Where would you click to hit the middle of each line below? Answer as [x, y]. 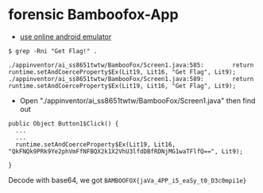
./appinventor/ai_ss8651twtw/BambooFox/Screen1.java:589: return [131, 79]
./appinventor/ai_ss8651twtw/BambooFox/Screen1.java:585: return [131, 65]
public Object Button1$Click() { [64, 124]
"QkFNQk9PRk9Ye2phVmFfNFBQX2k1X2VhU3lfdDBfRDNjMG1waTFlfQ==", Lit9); [126, 151]
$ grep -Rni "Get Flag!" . [53, 51]
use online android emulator [66, 37]
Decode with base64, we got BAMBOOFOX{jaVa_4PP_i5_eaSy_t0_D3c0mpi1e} [128, 179]
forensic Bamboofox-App [93, 15]
